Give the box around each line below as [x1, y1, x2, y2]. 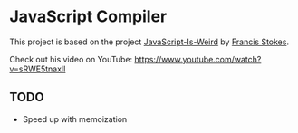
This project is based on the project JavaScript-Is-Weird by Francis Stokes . [9, 36, 290, 47]
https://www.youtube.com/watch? [134, 53, 262, 64]
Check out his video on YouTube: [9, 53, 133, 64]
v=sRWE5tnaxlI [9, 63, 66, 74]
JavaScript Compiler [9, 6, 168, 27]
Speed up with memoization [22, 113, 128, 124]
